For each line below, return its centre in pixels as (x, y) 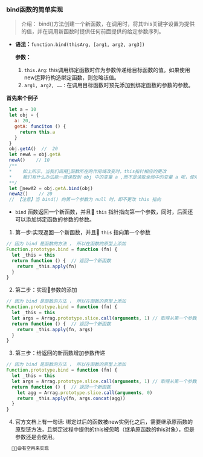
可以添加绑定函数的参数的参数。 (55, 220)
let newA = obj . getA (35, 155)
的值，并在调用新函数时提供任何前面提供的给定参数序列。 (92, 31)
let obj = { (24, 115)
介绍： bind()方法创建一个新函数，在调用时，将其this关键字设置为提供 (108, 24)
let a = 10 (22, 110)
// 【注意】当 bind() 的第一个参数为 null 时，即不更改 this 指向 (85, 200)
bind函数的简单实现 (35, 9)
